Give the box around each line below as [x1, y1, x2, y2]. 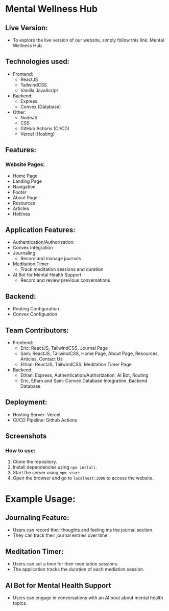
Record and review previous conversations [20, 277, 111, 283]
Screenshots [5, 432, 47, 440]
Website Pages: [5, 161, 45, 168]
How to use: [5, 447, 36, 454]
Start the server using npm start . [12, 470, 82, 476]
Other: [12, 109, 27, 115]
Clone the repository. [12, 459, 57, 465]
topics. [12, 600, 28, 606]
